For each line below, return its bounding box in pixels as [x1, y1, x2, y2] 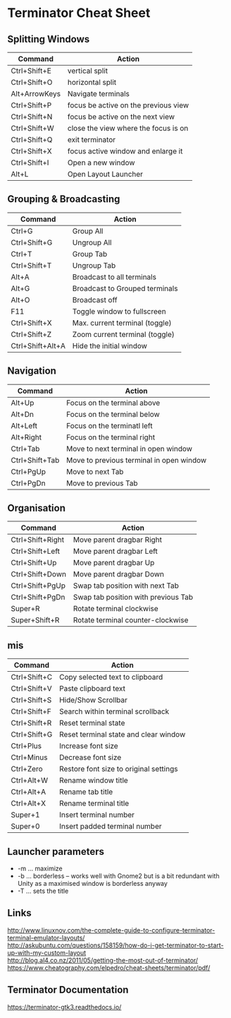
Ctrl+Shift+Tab [11, 455, 60, 465]
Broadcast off [72, 295, 118, 304]
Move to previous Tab [65, 478, 139, 488]
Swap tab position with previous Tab [73, 592, 194, 602]
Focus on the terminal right [65, 432, 156, 442]
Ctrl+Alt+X [11, 798, 46, 808]
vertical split [67, 66, 108, 76]
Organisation [7, 502, 65, 514]
